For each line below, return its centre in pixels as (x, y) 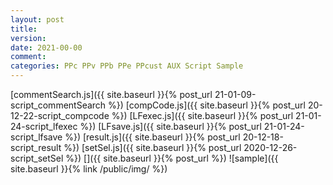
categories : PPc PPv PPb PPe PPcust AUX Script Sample (127, 66)
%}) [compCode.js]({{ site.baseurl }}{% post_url (207, 105)
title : (24, 29)
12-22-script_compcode (60, 115)
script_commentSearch (58, 105)
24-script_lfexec (44, 126)
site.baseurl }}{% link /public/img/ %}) (89, 169)
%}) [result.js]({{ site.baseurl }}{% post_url (152, 137)
